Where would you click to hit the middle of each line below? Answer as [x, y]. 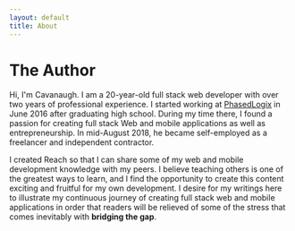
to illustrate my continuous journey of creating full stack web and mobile [142, 198]
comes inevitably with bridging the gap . [83, 217]
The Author [53, 70]
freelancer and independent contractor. [82, 142]
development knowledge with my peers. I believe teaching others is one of [147, 169]
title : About [34, 26]
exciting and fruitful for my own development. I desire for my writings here [146, 188]
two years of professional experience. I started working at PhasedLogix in [145, 105]
